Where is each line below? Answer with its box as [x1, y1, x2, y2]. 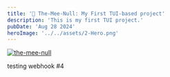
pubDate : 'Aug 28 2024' [7, 23, 76, 30]
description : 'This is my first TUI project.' [7, 17, 144, 24]
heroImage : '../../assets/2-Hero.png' [7, 29, 119, 37]
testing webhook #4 [7, 62, 64, 70]
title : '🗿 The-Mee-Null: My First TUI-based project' [7, 10, 166, 17]
